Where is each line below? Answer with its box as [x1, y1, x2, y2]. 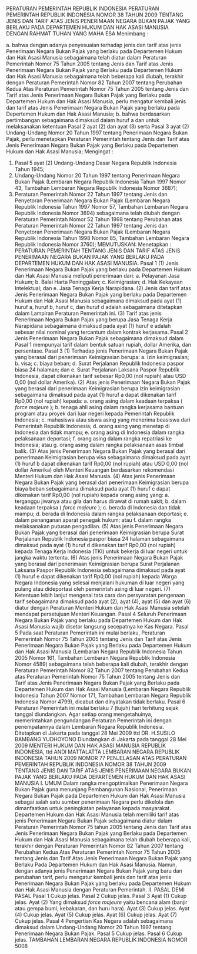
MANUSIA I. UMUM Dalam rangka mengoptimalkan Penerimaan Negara [14, 779, 188, 787]
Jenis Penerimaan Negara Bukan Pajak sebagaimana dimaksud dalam [14, 335, 184, 341]
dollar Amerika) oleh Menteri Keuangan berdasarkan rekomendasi [14, 466, 175, 473]
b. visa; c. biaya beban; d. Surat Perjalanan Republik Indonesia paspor [14, 360, 184, 367]
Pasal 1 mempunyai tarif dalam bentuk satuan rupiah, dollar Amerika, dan [14, 341, 191, 348]
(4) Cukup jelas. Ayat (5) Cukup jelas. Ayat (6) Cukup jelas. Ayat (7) [14, 911, 178, 918]
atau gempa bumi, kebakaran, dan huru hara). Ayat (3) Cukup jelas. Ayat [14, 905, 190, 912]
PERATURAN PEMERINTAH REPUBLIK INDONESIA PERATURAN [6, 5, 159, 12]
